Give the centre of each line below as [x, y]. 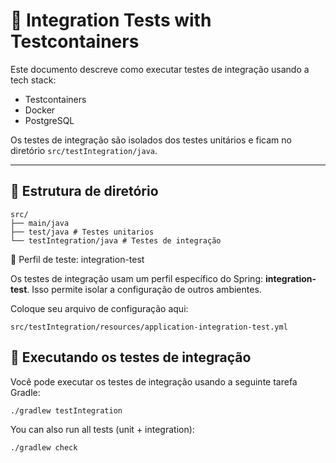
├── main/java [40, 223]
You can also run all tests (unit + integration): [102, 429]
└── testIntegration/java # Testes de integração [116, 240]
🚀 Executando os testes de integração [131, 357]
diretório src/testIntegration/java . [84, 150]
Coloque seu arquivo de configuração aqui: [99, 308]
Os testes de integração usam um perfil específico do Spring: [137, 278]
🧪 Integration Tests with [111, 20]
